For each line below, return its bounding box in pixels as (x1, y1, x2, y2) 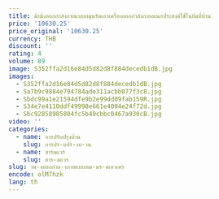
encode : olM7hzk (8, 171, 64, 179)
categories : (8, 125, 49, 133)
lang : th (8, 178, 38, 187)
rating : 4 (8, 50, 42, 58)
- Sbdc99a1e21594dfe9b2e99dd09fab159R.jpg (15, 95, 162, 103)
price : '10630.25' (8, 19, 71, 28)
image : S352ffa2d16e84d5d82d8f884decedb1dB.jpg (8, 65, 173, 73)
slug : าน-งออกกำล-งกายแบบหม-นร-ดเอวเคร (8, 163, 125, 171)
